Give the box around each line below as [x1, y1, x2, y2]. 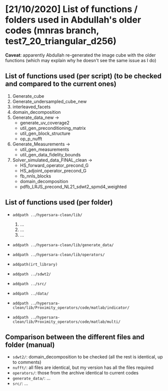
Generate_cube [12, 93, 44, 99]
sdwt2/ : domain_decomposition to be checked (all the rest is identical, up [12, 354, 163, 360]
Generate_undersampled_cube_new [12, 98, 87, 104]
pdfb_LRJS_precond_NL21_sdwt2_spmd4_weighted [20, 183, 127, 189]
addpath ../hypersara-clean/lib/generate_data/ [12, 242, 114, 248]
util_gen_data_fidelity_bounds [20, 151, 81, 157]
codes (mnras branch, [5, 25, 99, 36]
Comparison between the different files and [5, 332, 144, 341]
